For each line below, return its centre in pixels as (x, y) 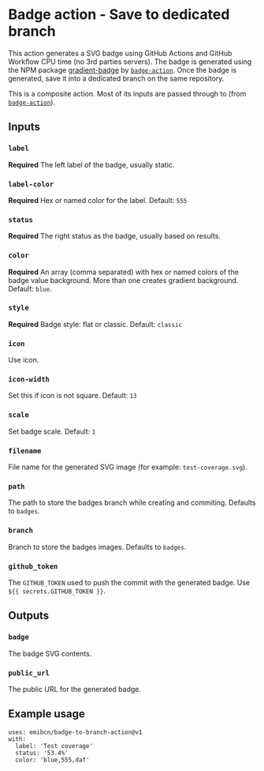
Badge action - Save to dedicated (119, 15)
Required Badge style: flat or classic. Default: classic (95, 324)
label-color (31, 184)
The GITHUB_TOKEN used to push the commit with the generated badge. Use (129, 582)
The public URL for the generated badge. (75, 689)
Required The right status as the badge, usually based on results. (114, 236)
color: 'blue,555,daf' (52, 760)
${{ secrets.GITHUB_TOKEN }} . (57, 591)
